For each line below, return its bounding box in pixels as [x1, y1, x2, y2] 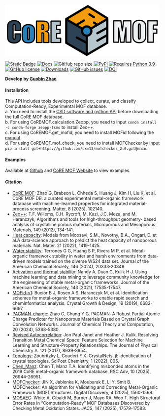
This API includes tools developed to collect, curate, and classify [5, 98, 136, 104]
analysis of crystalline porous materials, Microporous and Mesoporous [12, 221, 156, 227]
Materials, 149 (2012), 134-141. [12, 227, 74, 233]
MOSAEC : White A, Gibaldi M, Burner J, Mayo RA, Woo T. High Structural [12, 395, 160, 401]
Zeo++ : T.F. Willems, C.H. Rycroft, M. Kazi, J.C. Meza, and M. [12, 211, 137, 217]
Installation [5, 87, 29, 93]
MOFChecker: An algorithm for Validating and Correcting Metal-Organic [12, 384, 158, 390]
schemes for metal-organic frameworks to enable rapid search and [12, 295, 149, 301]
